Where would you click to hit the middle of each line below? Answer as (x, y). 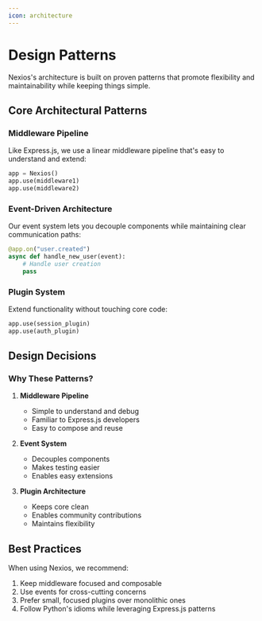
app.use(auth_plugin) (44, 331)
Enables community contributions (87, 515)
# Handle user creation (62, 264)
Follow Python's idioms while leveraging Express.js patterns (118, 609)
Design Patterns (62, 55)
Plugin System (37, 291)
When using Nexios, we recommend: (68, 568)
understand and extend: (48, 159)
